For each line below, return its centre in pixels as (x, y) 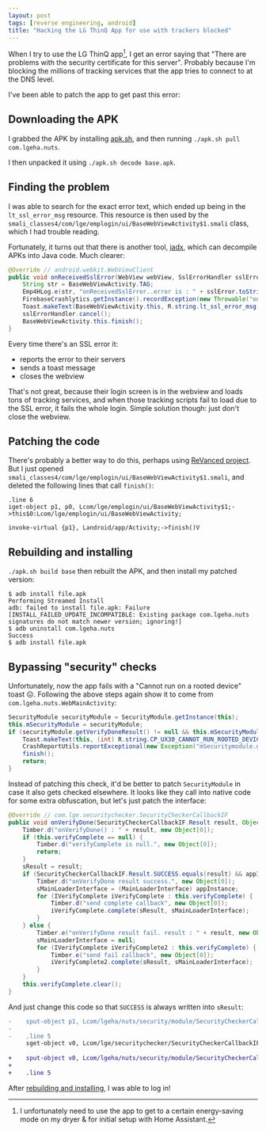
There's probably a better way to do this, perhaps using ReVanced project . (129, 461)
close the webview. (40, 416)
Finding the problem (59, 187)
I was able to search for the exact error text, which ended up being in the (127, 206)
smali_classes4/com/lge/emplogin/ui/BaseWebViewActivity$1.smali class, (129, 223)
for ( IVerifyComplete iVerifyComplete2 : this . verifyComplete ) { (147, 948)
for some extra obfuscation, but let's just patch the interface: (107, 800)
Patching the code (54, 441)
